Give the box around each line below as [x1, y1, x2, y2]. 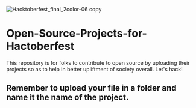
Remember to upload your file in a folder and [6, 83, 177, 93]
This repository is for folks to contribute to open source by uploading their [6, 59, 190, 66]
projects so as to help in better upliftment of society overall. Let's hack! [6, 65, 183, 73]
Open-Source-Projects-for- [6, 27, 148, 40]
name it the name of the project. [6, 92, 129, 103]
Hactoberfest [6, 40, 75, 53]
